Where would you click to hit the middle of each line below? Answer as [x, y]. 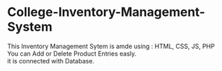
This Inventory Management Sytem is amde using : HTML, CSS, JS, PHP [111, 46]
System [30, 27]
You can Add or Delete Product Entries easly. [72, 54]
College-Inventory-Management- [106, 12]
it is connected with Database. [51, 61]
